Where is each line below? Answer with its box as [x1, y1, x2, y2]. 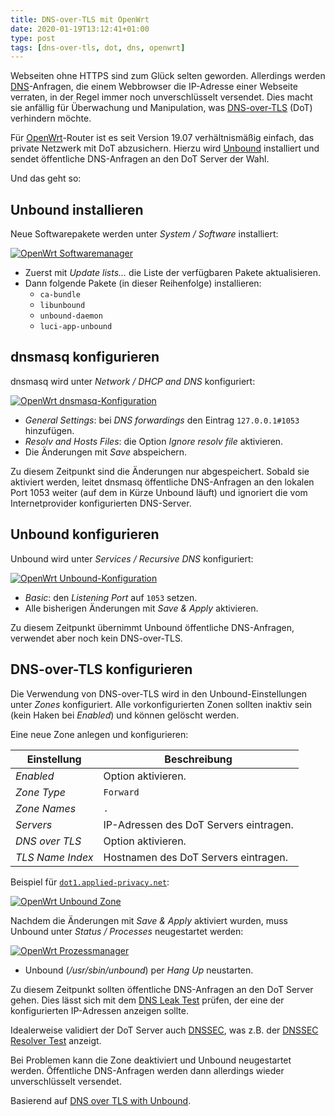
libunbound [39, 301, 86, 311]
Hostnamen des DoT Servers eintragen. [103, 850, 288, 864]
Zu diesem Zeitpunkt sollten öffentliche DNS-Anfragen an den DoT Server [10, 983, 314, 995]
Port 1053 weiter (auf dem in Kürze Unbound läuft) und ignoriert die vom [10, 486, 308, 498]
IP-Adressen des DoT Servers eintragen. [103, 817, 294, 831]
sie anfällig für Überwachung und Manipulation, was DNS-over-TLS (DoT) [10, 102, 313, 114]
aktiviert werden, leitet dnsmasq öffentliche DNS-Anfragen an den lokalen [10, 476, 315, 488]
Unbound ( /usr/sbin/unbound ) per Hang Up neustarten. [24, 964, 254, 976]
